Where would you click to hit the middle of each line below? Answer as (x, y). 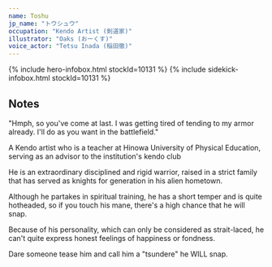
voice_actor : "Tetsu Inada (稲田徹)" (70, 46)
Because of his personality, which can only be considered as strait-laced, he (136, 230)
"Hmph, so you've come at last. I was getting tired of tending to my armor (131, 123)
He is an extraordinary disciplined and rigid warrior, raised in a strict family (133, 172)
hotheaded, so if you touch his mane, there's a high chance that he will (127, 205)
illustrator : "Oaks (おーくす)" (61, 39)
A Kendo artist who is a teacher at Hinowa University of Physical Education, (135, 147)
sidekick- (223, 69)
